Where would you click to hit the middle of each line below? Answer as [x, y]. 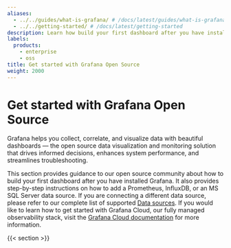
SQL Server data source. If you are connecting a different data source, [107, 196]
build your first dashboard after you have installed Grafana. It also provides [113, 181]
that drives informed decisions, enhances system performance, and [103, 153]
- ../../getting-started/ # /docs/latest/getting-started [98, 26]
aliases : [20, 13]
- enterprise [38, 52]
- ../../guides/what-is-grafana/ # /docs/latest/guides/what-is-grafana [120, 20]
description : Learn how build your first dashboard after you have [106, 33]
